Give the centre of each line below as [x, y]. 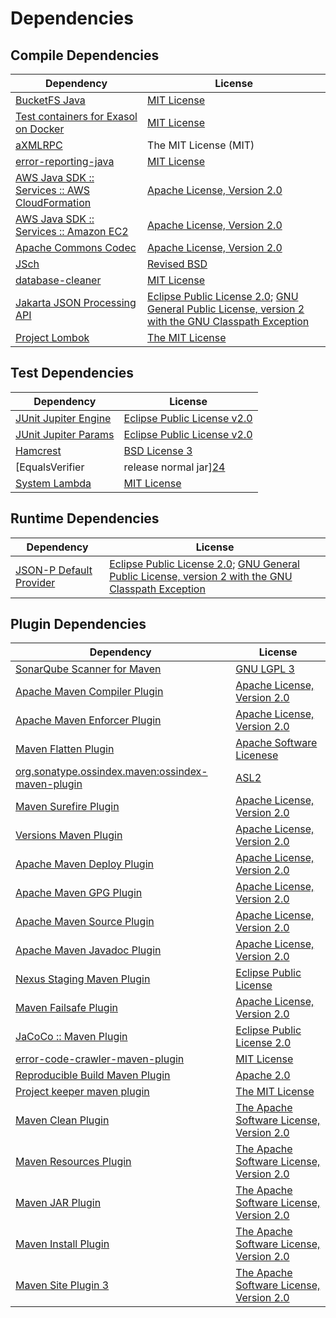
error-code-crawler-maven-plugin [100, 1059]
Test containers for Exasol [76, 116]
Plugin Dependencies [78, 624]
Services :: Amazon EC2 [72, 231]
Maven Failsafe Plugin [66, 1008]
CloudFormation [53, 202]
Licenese [257, 755]
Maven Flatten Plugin [65, 749]
